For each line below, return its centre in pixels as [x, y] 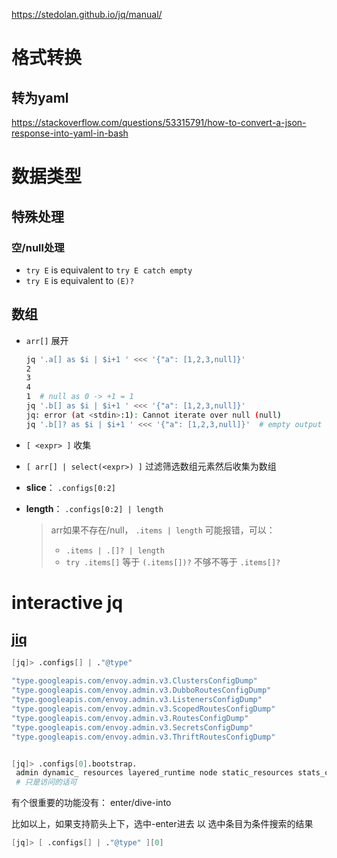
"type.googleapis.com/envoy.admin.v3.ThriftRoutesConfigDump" [143, 737]
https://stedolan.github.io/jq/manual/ [87, 14]
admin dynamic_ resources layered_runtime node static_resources [154, 773]
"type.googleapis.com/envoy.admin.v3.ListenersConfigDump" [137, 700]
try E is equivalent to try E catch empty [109, 270]
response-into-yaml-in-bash [70, 133]
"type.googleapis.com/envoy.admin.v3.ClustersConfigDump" [134, 681]
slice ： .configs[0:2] [70, 487]
